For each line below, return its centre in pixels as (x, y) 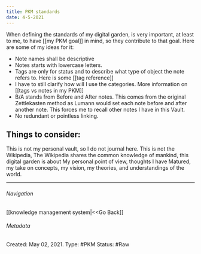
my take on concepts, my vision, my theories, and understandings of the (95, 168)
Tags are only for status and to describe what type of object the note (100, 71)
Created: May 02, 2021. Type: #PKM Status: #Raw (68, 244)
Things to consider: (43, 134)
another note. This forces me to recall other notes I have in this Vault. (100, 109)
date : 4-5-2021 (25, 17)
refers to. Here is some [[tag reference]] (64, 78)
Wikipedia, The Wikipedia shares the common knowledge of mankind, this (98, 155)
